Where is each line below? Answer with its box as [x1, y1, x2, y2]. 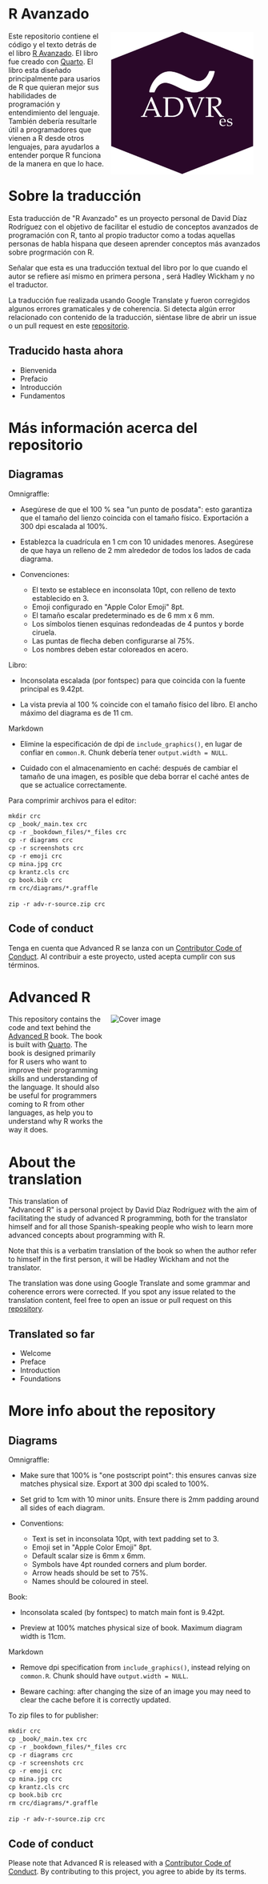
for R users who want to [8, 1057, 87, 1067]
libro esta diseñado [8, 65, 72, 74]
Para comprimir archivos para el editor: [8, 796, 138, 805]
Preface [19, 1357, 46, 1367]
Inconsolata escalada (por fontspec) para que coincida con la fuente [19, 675, 246, 685]
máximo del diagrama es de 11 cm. [19, 708, 134, 717]
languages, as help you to [8, 1108, 94, 1117]
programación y [8, 99, 61, 109]
